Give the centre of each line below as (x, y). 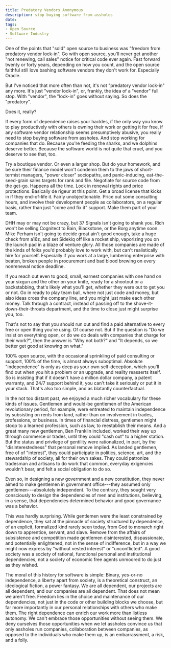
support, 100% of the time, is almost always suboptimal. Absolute (74, 361)
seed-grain (17, 180)
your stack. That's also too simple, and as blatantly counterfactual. (75, 388)
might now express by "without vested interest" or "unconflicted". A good (82, 549)
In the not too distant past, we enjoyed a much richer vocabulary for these (83, 398)
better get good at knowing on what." (44, 346)
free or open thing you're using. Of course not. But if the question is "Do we (85, 330)
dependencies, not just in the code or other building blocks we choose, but (84, 602)
